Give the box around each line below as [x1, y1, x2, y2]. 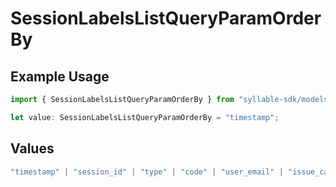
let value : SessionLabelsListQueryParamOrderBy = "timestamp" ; [10, 112, 280, 122]
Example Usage [10, 68, 110, 85]
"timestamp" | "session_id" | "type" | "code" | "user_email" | [10, 167, 284, 177]
